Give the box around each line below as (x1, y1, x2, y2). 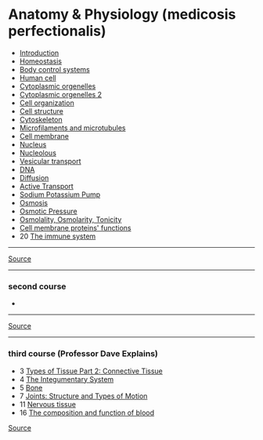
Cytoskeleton (19, 115, 63, 124)
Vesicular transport (19, 156, 81, 165)
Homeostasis (19, 56, 63, 66)
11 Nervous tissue (19, 399, 77, 409)
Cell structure (19, 106, 64, 115)
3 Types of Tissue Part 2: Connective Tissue (19, 366, 163, 376)
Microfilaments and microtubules (19, 123, 126, 133)
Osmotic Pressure (19, 206, 77, 216)
